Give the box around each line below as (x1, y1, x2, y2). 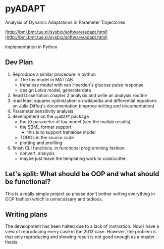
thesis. (5, 239, 19, 245)
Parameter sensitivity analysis (12, 108, 73, 114)
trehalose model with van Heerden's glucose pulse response (19, 82, 144, 88)
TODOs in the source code (19, 134, 74, 140)
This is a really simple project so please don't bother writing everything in (5, 191, 155, 197)
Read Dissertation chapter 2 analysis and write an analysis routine (12, 92, 147, 98)
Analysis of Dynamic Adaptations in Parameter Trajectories (5, 19, 125, 25)
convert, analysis (19, 150, 55, 156)
